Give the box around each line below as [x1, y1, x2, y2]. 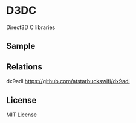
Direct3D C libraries [6, 24, 56, 31]
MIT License [6, 111, 37, 118]
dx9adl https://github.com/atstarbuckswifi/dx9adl [6, 78, 130, 85]
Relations [6, 61, 43, 72]
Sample [6, 41, 36, 51]
